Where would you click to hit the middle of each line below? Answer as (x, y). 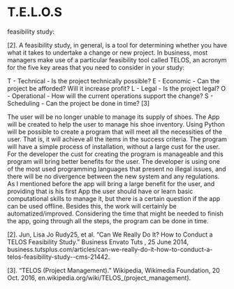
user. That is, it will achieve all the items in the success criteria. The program (117, 139)
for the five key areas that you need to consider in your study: (96, 67)
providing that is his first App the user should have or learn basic (100, 191)
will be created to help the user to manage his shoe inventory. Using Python (116, 124)
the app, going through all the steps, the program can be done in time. (108, 220)
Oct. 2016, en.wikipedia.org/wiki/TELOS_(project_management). (99, 278)
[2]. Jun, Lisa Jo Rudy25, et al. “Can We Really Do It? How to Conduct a (110, 234)
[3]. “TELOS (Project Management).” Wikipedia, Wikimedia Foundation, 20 (114, 270)
